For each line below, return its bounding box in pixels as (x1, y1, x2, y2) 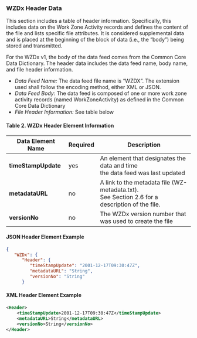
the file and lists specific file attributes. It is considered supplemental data (6, 30, 185, 37)
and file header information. (6, 66, 73, 73)
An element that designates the (100, 154, 186, 162)
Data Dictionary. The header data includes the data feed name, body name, (6, 60, 188, 67)
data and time (100, 161, 138, 169)
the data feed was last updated (100, 169, 186, 177)
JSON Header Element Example (6, 233, 84, 241)
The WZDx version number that (100, 210, 186, 218)
